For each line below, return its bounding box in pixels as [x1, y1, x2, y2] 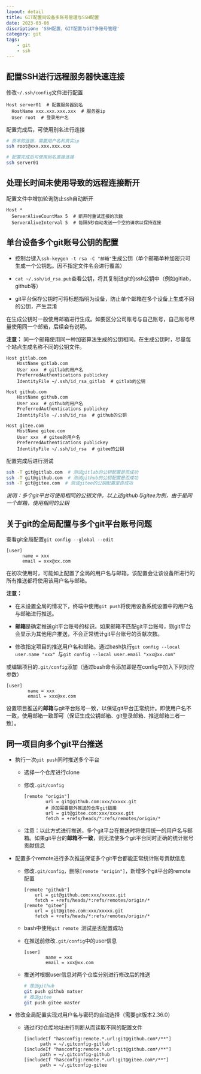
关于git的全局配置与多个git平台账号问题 [6, 519, 153, 529]
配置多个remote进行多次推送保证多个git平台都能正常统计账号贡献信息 [14, 854, 185, 861]
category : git [6, 31, 42, 37]
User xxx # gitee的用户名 [17, 434, 81, 440]
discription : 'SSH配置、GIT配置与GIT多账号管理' [6, 25, 120, 32]
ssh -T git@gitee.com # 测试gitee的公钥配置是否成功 [6, 480, 133, 486]
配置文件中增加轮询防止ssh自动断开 [6, 195, 94, 202]
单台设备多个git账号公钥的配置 [6, 238, 118, 248]
